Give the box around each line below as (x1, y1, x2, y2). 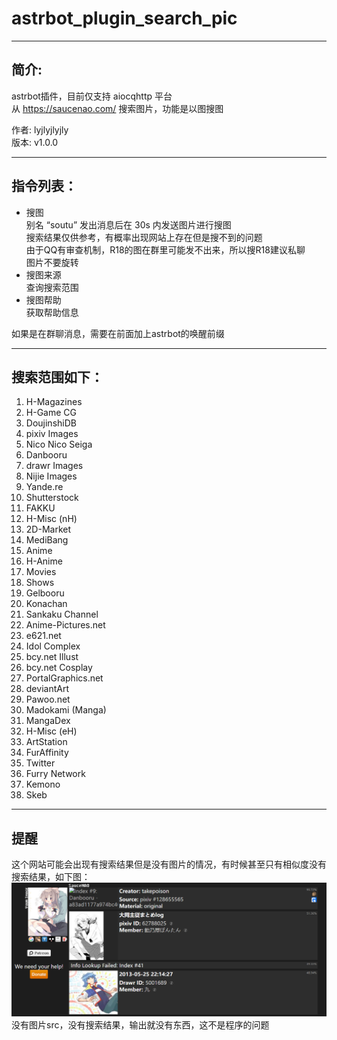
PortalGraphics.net (25, 672, 104, 684)
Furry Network (25, 768, 86, 780)
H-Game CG (25, 407, 77, 419)
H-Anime (25, 555, 63, 567)
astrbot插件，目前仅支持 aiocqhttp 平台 (11, 90, 173, 102)
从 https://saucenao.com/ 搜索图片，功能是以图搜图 (11, 102, 224, 114)
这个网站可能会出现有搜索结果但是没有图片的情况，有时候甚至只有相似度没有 (11, 858, 327, 871)
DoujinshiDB (25, 417, 77, 429)
